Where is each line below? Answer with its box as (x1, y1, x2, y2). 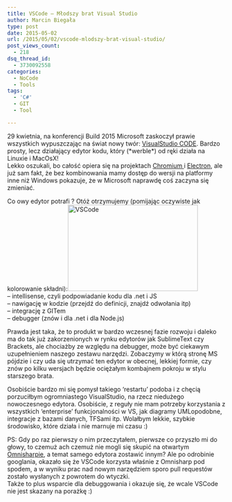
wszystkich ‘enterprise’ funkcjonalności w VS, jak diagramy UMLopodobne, (7, 407, 222, 415)
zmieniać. (7, 183, 35, 191)
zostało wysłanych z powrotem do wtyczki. (7, 472, 130, 481)
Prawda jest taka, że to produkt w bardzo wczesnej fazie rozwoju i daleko (7, 327, 217, 336)
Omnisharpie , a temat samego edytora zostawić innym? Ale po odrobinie (7, 450, 215, 458)
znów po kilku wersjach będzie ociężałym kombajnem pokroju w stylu (7, 364, 206, 372)
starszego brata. (7, 372, 54, 380)
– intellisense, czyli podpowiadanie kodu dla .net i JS (7, 292, 157, 300)
